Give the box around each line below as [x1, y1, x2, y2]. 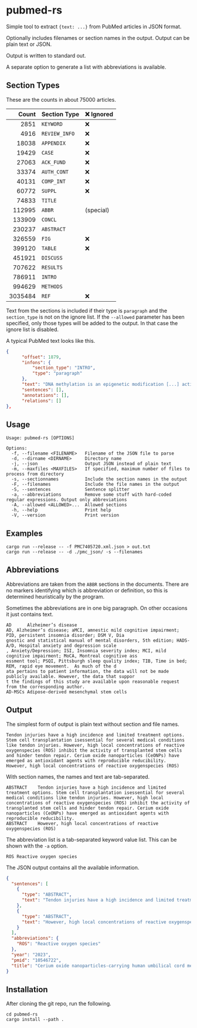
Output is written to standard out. [6, 52, 86, 59]
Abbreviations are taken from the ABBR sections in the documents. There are [6, 580, 189, 588]
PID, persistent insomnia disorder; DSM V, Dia [6, 632, 125, 638]
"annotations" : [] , [21, 392, 69, 398]
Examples [6, 528, 43, 538]
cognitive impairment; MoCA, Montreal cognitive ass [6, 653, 138, 659]
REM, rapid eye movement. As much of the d [6, 663, 117, 669]
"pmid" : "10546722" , [11, 957, 62, 963]
